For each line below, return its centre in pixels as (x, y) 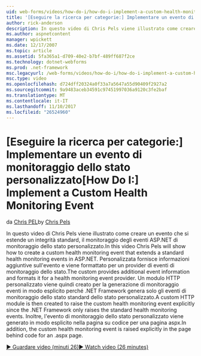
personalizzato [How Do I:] (72, 180)
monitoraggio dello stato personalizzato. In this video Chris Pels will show (96, 246)
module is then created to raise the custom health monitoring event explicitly (100, 304)
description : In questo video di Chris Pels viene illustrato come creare (101, 28)
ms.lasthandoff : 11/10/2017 (41, 106)
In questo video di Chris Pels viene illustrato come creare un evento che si (98, 234)
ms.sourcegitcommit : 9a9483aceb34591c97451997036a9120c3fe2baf (87, 90)
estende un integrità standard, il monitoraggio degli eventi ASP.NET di (92, 240)
